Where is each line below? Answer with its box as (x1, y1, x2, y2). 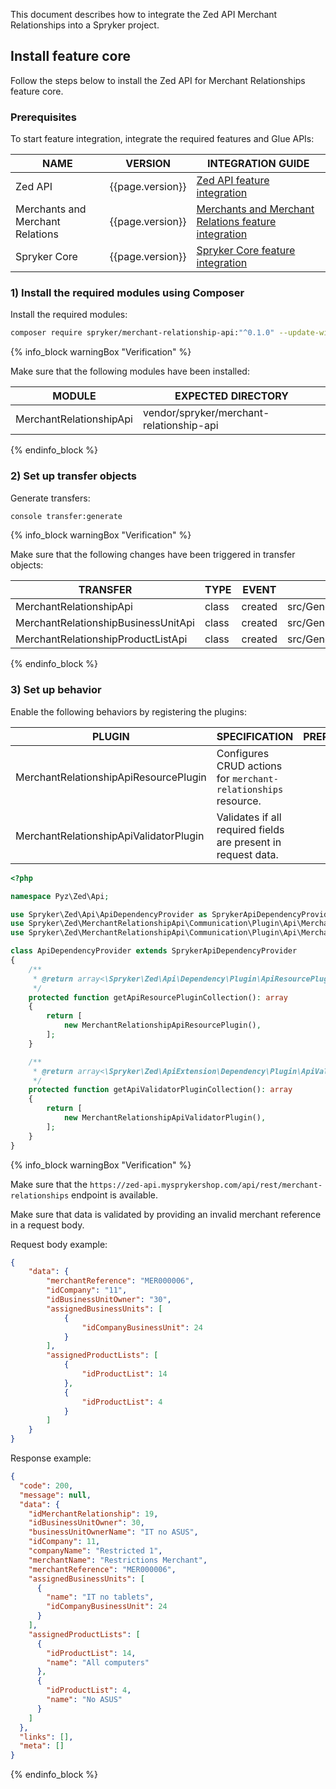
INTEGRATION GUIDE (206, 157, 310, 171)
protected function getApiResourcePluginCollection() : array (28, 992, 288, 1003)
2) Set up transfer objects (10, 469, 137, 483)
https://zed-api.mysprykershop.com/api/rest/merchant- (89, 1180, 323, 1190)
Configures (216, 746, 270, 760)
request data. (216, 847, 279, 861)
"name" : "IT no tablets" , (46, 1592, 155, 1603)
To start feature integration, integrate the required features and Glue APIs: (10, 133, 315, 145)
